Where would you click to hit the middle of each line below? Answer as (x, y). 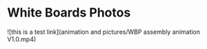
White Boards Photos (69, 13)
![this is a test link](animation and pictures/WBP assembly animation (104, 32)
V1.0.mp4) (22, 39)
